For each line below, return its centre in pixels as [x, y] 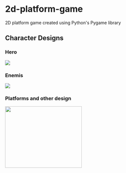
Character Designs [34, 38]
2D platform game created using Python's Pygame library [63, 23]
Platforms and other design [38, 98]
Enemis [14, 75]
